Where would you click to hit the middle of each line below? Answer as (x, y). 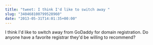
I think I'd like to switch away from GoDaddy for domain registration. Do (77, 32)
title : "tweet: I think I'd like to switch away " (57, 9)
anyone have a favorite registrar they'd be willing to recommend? (70, 37)
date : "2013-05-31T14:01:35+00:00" (41, 18)
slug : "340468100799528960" (34, 14)
